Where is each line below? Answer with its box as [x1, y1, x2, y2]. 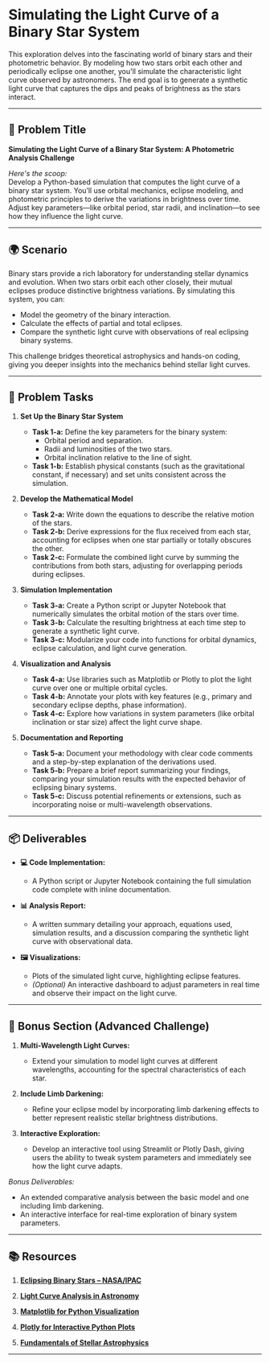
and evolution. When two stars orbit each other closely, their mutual [8, 277, 233, 286]
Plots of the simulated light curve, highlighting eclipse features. [31, 971, 241, 981]
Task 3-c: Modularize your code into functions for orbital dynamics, [31, 635, 257, 644]
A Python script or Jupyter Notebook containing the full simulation [31, 876, 252, 886]
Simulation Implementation [19, 585, 112, 595]
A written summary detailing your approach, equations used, [31, 920, 233, 929]
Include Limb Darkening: [19, 1089, 104, 1098]
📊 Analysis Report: [19, 901, 87, 911]
